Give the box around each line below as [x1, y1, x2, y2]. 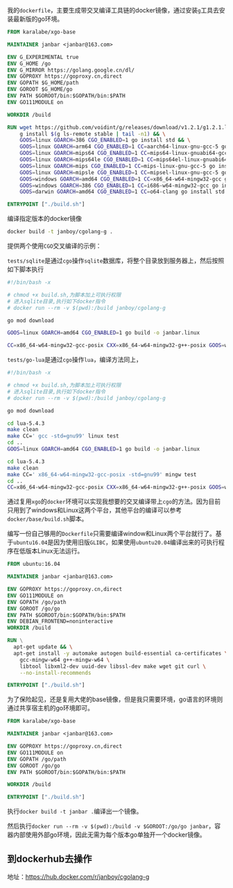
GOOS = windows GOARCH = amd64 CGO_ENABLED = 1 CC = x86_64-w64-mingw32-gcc [19, 176, 222, 183]
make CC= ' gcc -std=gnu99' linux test [7, 433, 119, 439]
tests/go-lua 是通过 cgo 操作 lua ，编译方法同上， [7, 355, 142, 364]
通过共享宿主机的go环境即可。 [7, 704, 94, 712]
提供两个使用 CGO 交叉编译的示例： [7, 242, 102, 250]
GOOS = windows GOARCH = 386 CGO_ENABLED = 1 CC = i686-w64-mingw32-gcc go [19, 182, 218, 189]
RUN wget [7, 124, 33, 131]
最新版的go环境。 [12, 15, 64, 23]
